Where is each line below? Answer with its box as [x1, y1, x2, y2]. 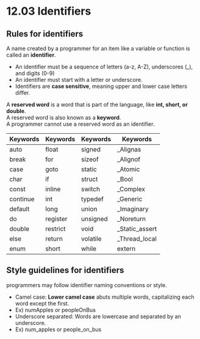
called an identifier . [6, 51, 56, 59]
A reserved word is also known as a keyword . [6, 114, 121, 121]
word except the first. [15, 299, 70, 307]
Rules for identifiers [6, 29, 84, 39]
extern [116, 244, 136, 253]
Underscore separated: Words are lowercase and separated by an [15, 313, 181, 320]
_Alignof [116, 155, 141, 163]
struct [81, 175, 98, 183]
